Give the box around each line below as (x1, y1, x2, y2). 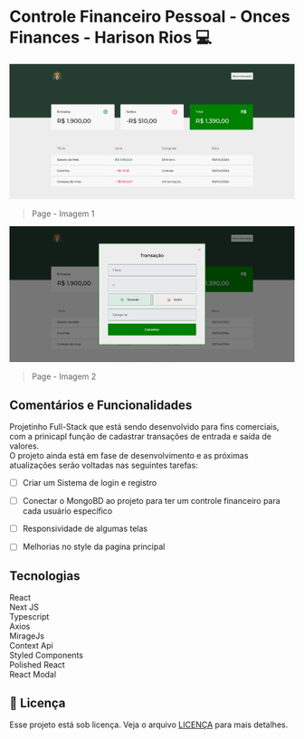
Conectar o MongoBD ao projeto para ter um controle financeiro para (22, 496, 280, 507)
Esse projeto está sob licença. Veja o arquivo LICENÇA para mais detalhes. (9, 719, 289, 730)
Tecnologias (9, 568, 81, 583)
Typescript (9, 611, 50, 622)
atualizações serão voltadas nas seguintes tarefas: (9, 460, 199, 471)
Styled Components (9, 649, 84, 661)
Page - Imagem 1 (31, 208, 95, 219)
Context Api (9, 640, 54, 651)
